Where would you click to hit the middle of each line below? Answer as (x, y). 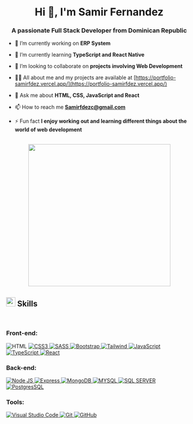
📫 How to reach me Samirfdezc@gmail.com (70, 107)
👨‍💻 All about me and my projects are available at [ (75, 78)
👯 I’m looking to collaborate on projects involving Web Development (99, 66)
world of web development (48, 130)
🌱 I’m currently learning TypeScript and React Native (79, 55)
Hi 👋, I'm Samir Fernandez (99, 12)
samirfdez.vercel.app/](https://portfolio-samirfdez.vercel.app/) (91, 84)
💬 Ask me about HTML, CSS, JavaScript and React (77, 95)
